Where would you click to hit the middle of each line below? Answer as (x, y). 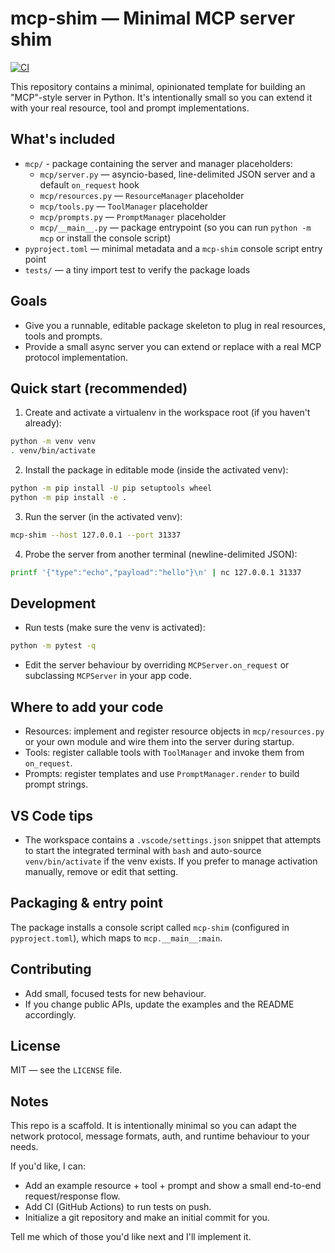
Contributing (51, 969)
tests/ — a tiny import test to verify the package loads (137, 269)
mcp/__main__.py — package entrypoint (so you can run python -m (175, 227)
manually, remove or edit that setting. (101, 871)
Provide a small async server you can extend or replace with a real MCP (173, 346)
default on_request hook (89, 184)
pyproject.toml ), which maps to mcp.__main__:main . (116, 938)
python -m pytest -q (53, 646)
